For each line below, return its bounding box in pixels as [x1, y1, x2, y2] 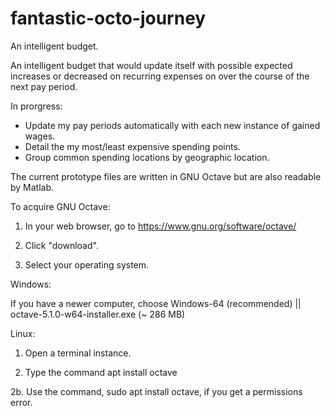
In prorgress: [10, 100, 63, 112]
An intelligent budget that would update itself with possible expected [10, 59, 293, 71]
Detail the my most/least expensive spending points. [24, 140, 241, 152]
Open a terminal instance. [24, 347, 132, 359]
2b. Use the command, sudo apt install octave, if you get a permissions [10, 385, 303, 397]
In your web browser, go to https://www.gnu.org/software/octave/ [24, 220, 297, 232]
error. [10, 396, 33, 408]
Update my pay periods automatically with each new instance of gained [24, 119, 321, 131]
